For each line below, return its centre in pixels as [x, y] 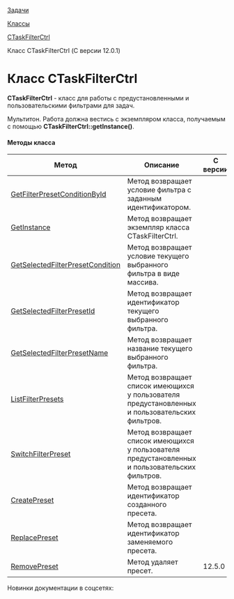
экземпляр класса [158, 227]
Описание [162, 165]
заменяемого [150, 542]
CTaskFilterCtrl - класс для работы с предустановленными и [98, 98]
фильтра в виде [153, 273]
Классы [18, 23]
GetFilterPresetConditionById [58, 195]
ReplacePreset [34, 538]
